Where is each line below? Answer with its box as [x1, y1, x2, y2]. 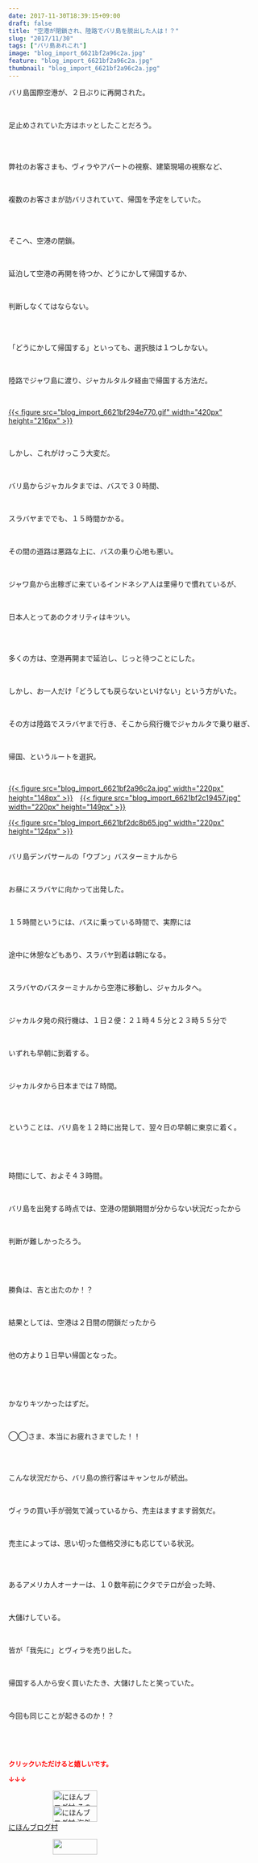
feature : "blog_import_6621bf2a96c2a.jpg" [8, 57, 153, 65]
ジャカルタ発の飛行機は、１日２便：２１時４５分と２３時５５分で [8, 1015, 227, 1025]
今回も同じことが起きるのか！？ [8, 1711, 114, 1720]
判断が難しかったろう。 [8, 1236, 86, 1246]
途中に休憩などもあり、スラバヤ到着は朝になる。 [8, 950, 171, 959]
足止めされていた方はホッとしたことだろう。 [8, 120, 156, 130]
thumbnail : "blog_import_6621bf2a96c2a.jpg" [8, 65, 160, 73]
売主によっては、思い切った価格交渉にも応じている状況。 [8, 1538, 199, 1548]
